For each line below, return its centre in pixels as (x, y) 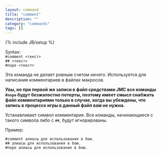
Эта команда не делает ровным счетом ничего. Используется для (76, 75)
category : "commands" (28, 24)
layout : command (22, 10)
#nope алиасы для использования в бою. (46, 148)
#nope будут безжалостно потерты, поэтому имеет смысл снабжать (80, 95)
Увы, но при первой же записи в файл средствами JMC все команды (81, 89)
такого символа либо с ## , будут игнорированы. (56, 120)
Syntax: (13, 52)
